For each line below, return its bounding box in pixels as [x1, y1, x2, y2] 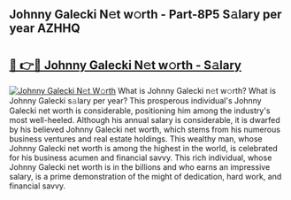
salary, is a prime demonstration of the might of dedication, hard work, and [9, 172, 282, 181]
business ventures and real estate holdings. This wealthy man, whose [9, 134, 263, 144]
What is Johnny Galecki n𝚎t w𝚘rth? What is [118, 86, 277, 96]
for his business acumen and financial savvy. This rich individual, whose [9, 152, 272, 163]
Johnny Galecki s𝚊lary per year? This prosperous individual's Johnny [9, 96, 263, 105]
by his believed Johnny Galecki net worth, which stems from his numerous [9, 124, 281, 135]
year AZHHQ [9, 21, 81, 36]
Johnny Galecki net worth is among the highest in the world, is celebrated [9, 143, 278, 153]
